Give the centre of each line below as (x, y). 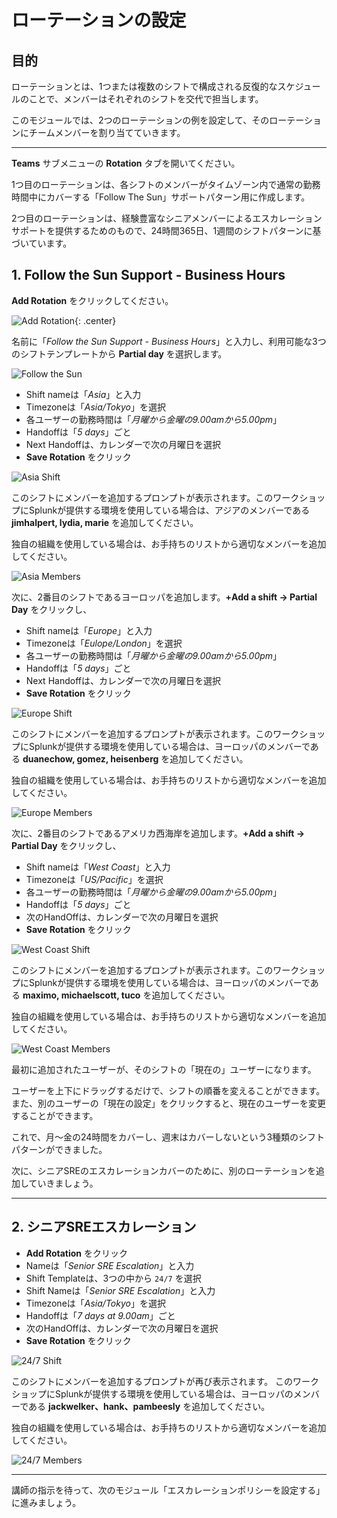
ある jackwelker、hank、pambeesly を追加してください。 (149, 1406)
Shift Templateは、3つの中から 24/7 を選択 (113, 1278)
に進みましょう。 (46, 1502)
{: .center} (95, 320)
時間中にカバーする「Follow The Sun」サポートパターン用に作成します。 (161, 197)
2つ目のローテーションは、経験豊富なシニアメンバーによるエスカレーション (167, 218)
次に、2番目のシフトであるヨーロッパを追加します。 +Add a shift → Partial (164, 597)
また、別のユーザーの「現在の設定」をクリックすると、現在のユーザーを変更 (168, 1103)
